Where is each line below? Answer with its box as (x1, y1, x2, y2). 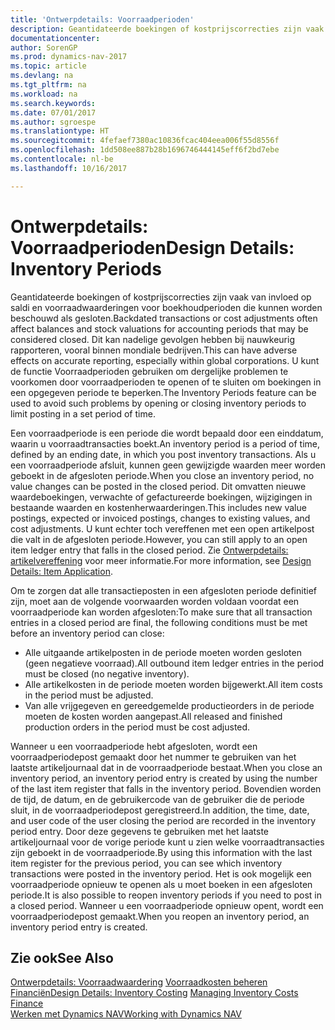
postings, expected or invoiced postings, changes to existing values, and (10, 512, 311, 524)
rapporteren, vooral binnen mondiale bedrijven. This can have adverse (10, 344, 298, 356)
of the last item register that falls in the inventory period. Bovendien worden (10, 782, 322, 795)
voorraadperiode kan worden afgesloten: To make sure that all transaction (10, 606, 313, 618)
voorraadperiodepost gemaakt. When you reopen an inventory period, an (10, 910, 310, 922)
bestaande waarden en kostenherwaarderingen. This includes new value (10, 501, 307, 513)
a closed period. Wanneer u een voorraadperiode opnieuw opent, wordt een (10, 899, 324, 911)
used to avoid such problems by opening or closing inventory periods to (10, 397, 307, 409)
